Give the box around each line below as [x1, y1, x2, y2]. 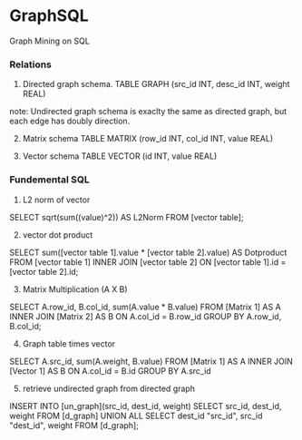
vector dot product [22, 229, 93, 240]
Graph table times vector [22, 337, 116, 349]
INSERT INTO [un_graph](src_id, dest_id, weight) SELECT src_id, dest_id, [9, 400, 282, 411]
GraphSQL [9, 5, 89, 26]
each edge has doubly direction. [9, 115, 131, 127]
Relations [9, 58, 53, 71]
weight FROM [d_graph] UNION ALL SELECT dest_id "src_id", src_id [9, 410, 263, 421]
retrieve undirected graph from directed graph [22, 383, 195, 394]
